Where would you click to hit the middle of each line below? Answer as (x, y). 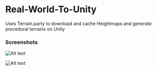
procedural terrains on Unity (35, 29)
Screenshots (22, 42)
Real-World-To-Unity (51, 9)
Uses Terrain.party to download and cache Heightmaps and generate (78, 23)
